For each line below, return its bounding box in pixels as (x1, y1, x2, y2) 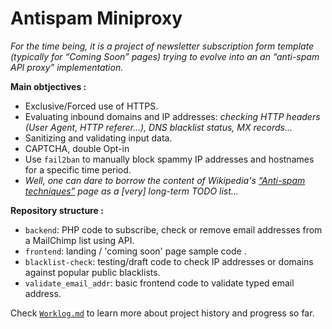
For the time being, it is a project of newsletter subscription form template (10, 40, 315, 52)
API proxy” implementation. (10, 61, 124, 73)
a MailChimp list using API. (24, 234, 135, 246)
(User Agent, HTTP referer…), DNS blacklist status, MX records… (24, 121, 293, 133)
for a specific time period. (24, 163, 132, 176)
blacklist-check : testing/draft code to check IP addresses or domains (24, 255, 314, 267)
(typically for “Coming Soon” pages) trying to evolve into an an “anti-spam (10, 50, 320, 62)
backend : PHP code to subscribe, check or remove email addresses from (24, 223, 323, 236)
